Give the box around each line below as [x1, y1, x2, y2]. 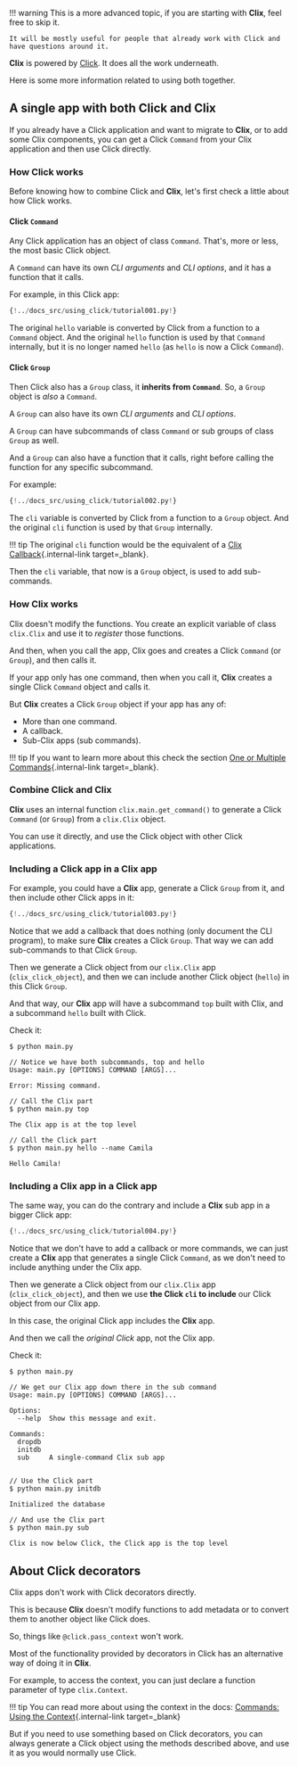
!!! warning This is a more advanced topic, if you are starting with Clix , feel [9, 8, 282, 18]
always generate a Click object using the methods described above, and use [9, 1738, 290, 1749]
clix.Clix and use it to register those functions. [9, 628, 185, 639]
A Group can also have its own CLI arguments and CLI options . [9, 409, 237, 419]
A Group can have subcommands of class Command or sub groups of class [9, 425, 274, 436]
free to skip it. [9, 17, 60, 28]
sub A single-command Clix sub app [17, 1453, 165, 1462]
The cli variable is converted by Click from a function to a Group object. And [9, 513, 289, 524]
